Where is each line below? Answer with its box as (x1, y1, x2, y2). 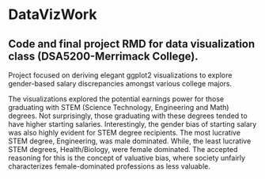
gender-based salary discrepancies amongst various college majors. (8, 79, 232, 88)
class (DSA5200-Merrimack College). (8, 49, 199, 63)
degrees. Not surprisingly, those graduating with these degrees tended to (8, 111, 248, 120)
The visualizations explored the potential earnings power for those (8, 94, 225, 104)
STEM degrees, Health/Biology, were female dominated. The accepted (8, 145, 238, 154)
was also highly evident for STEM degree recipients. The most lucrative (8, 128, 241, 137)
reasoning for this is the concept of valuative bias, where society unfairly (8, 153, 246, 162)
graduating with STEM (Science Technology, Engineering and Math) (8, 103, 229, 112)
